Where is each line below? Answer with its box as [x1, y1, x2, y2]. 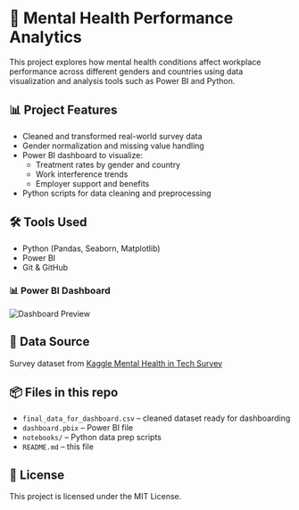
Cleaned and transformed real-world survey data [21, 130, 203, 141]
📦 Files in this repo [9, 385, 119, 400]
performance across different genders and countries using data [9, 66, 244, 77]
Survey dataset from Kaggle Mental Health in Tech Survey [9, 357, 223, 369]
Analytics [9, 27, 82, 47]
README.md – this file [21, 441, 94, 452]
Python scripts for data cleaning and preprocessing [21, 188, 212, 198]
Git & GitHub [21, 262, 69, 272]
